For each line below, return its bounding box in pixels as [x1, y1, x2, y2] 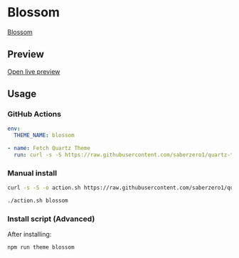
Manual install [7, 168, 58, 178]
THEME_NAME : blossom [14, 132, 75, 139]
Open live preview [7, 67, 60, 75]
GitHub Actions [7, 109, 62, 119]
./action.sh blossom [7, 197, 69, 205]
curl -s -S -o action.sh [7, 184, 81, 192]
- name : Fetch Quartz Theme [7, 145, 91, 152]
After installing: [7, 230, 52, 239]
